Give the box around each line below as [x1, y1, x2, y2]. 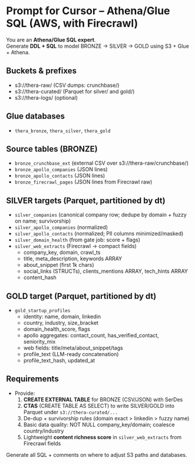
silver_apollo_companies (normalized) [14, 224, 108, 231]
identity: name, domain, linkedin [23, 313, 101, 320]
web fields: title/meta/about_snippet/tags [23, 344, 124, 351]
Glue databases [6, 111, 65, 122]
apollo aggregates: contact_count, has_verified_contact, [23, 332, 159, 339]
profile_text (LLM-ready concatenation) [23, 351, 119, 358]
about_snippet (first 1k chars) [23, 262, 94, 269]
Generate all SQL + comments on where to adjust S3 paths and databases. [6, 451, 187, 458]
